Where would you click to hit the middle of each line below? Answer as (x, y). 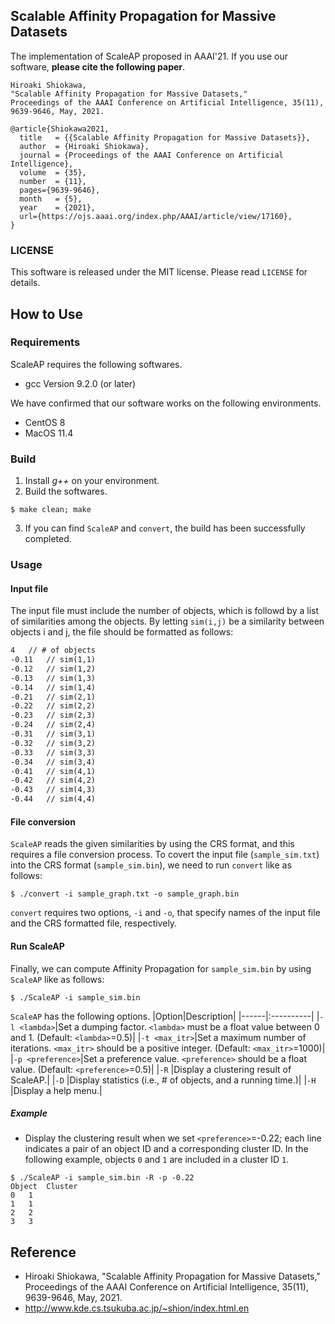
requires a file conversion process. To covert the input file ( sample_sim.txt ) (165, 855)
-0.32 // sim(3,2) (53, 743)
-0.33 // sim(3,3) (53, 752)
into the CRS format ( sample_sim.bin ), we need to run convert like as (151, 865)
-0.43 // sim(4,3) (53, 790)
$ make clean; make (51, 510)
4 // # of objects (53, 650)
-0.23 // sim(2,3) (53, 715)
